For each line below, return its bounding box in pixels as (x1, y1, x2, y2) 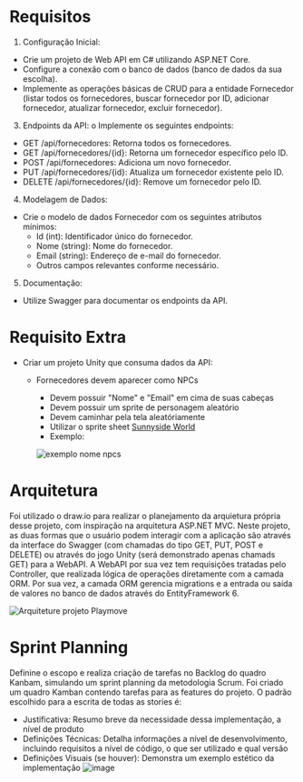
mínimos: (22, 221, 57, 232)
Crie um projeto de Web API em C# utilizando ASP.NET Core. (22, 54, 251, 65)
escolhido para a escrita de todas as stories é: (9, 696, 182, 707)
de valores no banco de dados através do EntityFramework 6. (9, 587, 239, 598)
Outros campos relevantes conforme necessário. (35, 259, 220, 270)
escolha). (22, 73, 58, 84)
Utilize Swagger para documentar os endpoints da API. (22, 295, 229, 306)
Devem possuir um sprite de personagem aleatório (49, 402, 239, 413)
